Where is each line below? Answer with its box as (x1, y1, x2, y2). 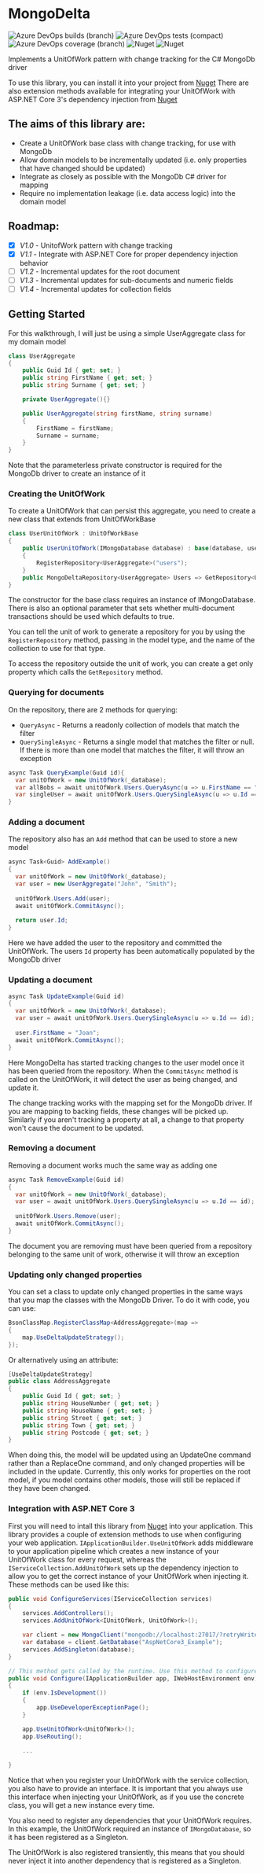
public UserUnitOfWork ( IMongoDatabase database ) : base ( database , (22, 544, 244, 553)
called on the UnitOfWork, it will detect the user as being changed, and (8, 1074, 238, 1084)
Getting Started (8, 307, 86, 321)
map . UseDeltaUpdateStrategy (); (22, 1334, 125, 1341)
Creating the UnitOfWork (8, 488, 105, 499)
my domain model (8, 337, 67, 346)
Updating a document (8, 974, 93, 985)
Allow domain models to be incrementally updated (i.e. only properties (19, 155, 247, 164)
